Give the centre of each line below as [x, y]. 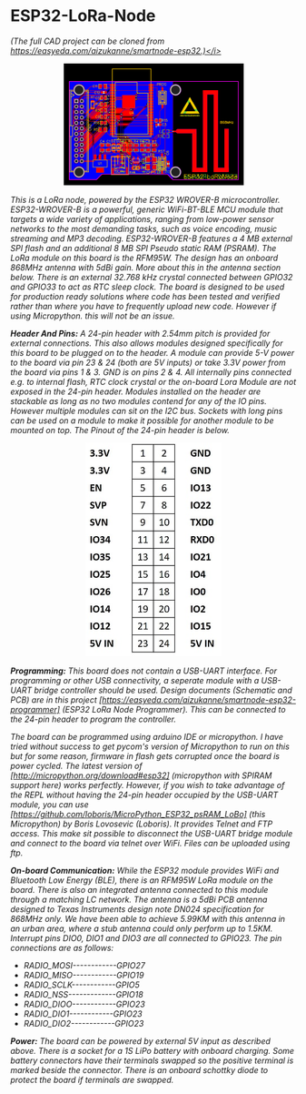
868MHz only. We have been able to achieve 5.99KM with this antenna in [148, 918]
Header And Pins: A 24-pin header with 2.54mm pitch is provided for [140, 333]
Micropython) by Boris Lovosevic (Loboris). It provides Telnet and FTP [142, 824]
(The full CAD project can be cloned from [88, 41]
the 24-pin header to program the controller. [93, 719]
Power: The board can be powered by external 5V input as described [141, 1041]
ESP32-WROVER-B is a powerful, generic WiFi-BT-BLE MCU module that [147, 209]
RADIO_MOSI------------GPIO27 [84, 965]
